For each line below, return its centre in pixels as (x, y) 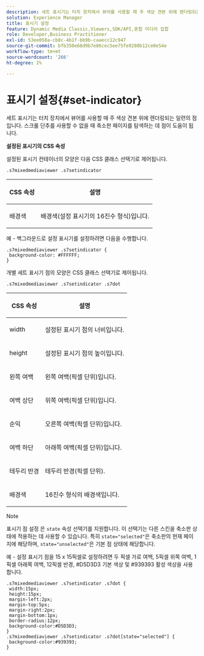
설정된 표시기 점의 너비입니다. (84, 330)
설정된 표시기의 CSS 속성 (36, 146)
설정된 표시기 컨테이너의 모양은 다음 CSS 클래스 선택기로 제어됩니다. (87, 159)
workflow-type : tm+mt (34, 52)
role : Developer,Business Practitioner (57, 35)
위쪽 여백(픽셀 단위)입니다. (80, 401)
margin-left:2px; (31, 599)
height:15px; (25, 594)
